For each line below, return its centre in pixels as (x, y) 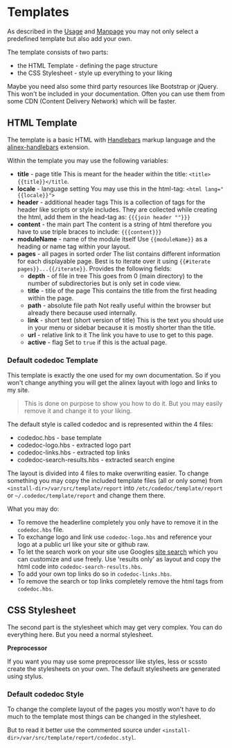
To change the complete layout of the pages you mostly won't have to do (111, 709)
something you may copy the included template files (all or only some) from (115, 481)
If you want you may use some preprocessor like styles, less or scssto (107, 661)
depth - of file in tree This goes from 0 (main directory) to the (115, 275)
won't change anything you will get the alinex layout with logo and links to (112, 383)
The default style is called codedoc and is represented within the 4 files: (110, 425)
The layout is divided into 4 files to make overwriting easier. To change (108, 473)
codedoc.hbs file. (41, 530)
